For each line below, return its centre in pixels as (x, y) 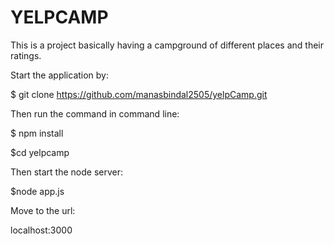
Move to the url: (43, 210)
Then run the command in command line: (95, 113)
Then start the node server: (66, 172)
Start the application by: (60, 75)
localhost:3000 (41, 230)
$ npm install (37, 133)
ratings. (26, 55)
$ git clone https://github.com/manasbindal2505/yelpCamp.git (139, 94)
